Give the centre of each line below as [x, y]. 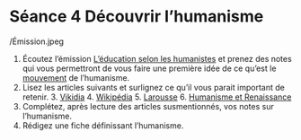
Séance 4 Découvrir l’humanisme [137, 17]
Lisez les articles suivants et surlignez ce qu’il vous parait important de [153, 87]
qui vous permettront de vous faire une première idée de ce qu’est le [149, 68]
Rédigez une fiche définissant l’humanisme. [103, 125]
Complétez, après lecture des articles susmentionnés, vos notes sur [148, 106]
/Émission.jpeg [37, 41]
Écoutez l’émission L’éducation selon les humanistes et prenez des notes [157, 58]
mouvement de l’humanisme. [76, 77]
